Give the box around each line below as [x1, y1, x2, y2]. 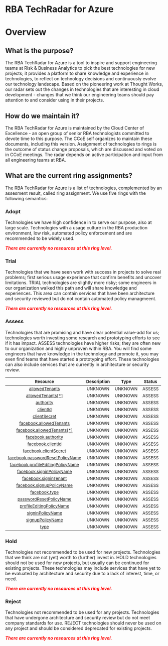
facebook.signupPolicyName [16, 482, 73, 488]
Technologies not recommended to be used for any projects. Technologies [5, 609, 159, 615]
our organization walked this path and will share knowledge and [5, 285, 137, 291]
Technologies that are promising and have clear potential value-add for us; [5, 329, 159, 335]
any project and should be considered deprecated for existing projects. [5, 625, 152, 631]
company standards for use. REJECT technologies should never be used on [5, 620, 161, 626]
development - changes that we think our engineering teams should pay [5, 92, 154, 98]
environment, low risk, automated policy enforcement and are [5, 230, 132, 236]
